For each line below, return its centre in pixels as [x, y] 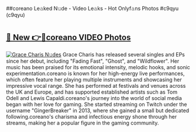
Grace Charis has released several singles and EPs [124, 54]
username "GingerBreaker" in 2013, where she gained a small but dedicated [98, 110]
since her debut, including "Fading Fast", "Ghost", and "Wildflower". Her [93, 61]
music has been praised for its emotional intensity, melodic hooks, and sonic [98, 67]
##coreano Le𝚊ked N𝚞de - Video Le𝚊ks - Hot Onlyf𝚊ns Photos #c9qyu [92, 8]
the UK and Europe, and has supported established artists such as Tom [92, 92]
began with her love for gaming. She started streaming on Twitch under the [97, 104]
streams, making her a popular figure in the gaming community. [82, 123]
